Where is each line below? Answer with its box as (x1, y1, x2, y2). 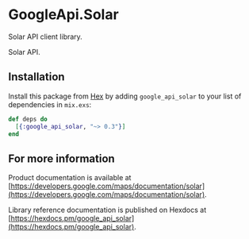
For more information (8, 152, 115, 165)
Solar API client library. (8, 32, 83, 41)
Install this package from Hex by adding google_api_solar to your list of (8, 91, 242, 101)
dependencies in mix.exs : (8, 99, 92, 109)
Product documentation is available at (8, 173, 132, 183)
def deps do (8, 115, 48, 123)
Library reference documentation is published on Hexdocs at (8, 205, 207, 215)
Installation (8, 70, 65, 84)
